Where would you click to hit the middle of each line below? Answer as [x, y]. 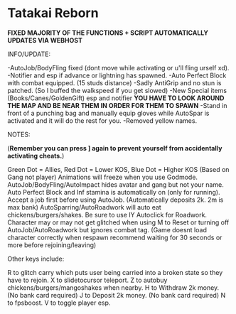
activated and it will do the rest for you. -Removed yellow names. [102, 120]
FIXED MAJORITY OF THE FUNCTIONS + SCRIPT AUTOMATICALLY [108, 33]
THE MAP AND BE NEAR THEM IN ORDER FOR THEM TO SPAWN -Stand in [117, 105]
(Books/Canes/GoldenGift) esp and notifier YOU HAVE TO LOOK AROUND [116, 98]
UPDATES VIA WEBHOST [45, 40]
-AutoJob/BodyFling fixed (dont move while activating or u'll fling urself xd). [118, 67]
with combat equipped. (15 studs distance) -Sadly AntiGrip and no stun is [114, 82]
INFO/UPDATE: [29, 54]
